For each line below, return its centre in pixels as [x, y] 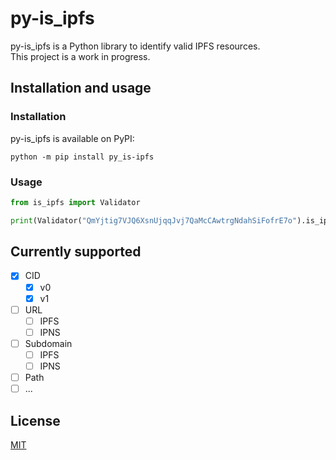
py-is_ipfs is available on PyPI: [72, 138]
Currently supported [76, 252]
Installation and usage [81, 88]
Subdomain [48, 343]
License [35, 420]
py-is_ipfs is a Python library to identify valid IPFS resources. [135, 46]
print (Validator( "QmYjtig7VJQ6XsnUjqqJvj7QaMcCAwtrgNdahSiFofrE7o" [154, 220]
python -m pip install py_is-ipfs [82, 157]
